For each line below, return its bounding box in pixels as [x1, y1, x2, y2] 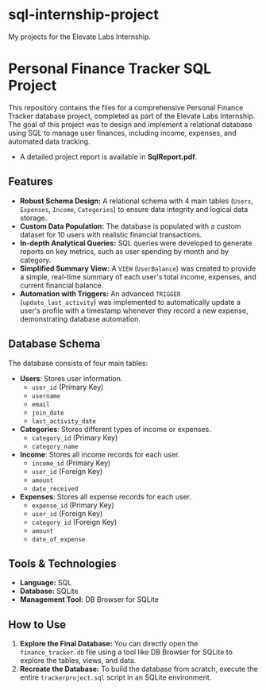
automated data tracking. [8, 137, 91, 146]
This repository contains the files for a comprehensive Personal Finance [8, 102, 244, 112]
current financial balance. [19, 280, 104, 290]
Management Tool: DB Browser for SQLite [19, 595, 159, 604]
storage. [19, 213, 48, 222]
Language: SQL [19, 578, 72, 588]
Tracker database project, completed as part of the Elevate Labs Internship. [8, 111, 256, 121]
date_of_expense [31, 535, 86, 543]
